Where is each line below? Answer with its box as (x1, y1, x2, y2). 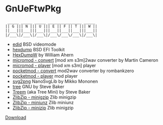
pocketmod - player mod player (12, 73, 78, 79)
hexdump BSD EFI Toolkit (12, 46, 65, 52)
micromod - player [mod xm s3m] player (12, 62, 96, 68)
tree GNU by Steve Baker (12, 83, 64, 90)
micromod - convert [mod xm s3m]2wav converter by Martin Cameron (12, 57, 158, 63)
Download (5, 114, 27, 120)
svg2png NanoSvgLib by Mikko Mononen (12, 78, 98, 84)
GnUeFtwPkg (5, 3, 62, 14)
